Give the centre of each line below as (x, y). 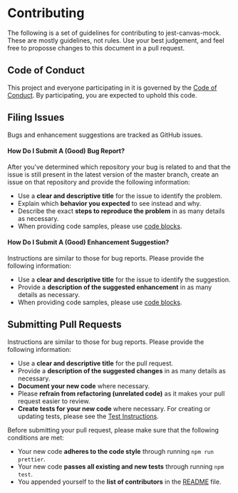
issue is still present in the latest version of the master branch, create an (113, 174)
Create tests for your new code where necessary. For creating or (114, 408)
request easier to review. (54, 401)
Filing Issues (36, 118)
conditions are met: (36, 437)
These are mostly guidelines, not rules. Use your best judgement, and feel (116, 40)
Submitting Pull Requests (65, 325)
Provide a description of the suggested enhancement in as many (115, 287)
